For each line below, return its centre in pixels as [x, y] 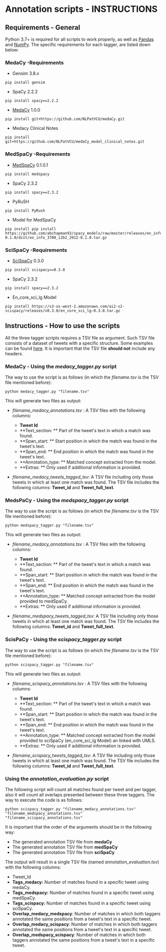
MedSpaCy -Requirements [38, 154]
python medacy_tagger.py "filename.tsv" [47, 392]
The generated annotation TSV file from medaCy [62, 841]
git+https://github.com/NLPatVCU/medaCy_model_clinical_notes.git [75, 142]
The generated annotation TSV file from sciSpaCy [63, 852]
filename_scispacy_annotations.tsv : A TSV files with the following [80, 683]
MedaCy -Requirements [35, 62]
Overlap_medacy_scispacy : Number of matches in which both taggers [85, 924]
